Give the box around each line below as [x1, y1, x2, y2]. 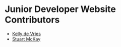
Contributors [5, 14, 60, 25]
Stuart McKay [12, 36, 41, 42]
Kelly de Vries [12, 30, 41, 36]
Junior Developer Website [5, 3, 116, 15]
